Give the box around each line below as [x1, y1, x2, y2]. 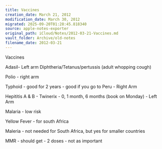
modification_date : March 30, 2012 [5, 17, 80, 22]
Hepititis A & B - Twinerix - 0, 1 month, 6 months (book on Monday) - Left [5, 93, 157, 99]
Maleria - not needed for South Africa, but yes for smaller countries [5, 128, 145, 134]
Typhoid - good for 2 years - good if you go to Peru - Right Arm [5, 83, 137, 89]
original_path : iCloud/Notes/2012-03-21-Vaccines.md [5, 31, 119, 36]
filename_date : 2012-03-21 [5, 40, 62, 45]
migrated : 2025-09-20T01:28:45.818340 [5, 21, 87, 27]
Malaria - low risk [5, 108, 41, 114]
